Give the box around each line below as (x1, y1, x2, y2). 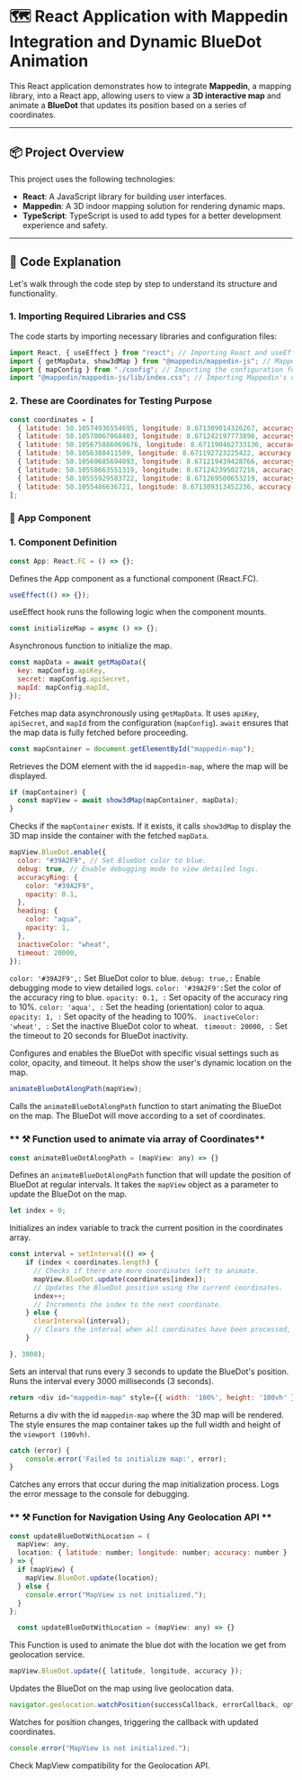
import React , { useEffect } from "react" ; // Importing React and (9, 348, 268, 357)
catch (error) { (9, 1445, 70, 1455)
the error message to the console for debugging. (9, 1489, 191, 1500)
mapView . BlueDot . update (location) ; (25, 1574, 159, 1583)
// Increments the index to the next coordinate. (32, 1299, 223, 1309)
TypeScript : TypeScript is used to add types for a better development (22, 210, 281, 221)
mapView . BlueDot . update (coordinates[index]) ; (32, 1274, 207, 1284)
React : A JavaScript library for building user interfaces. (22, 190, 227, 202)
